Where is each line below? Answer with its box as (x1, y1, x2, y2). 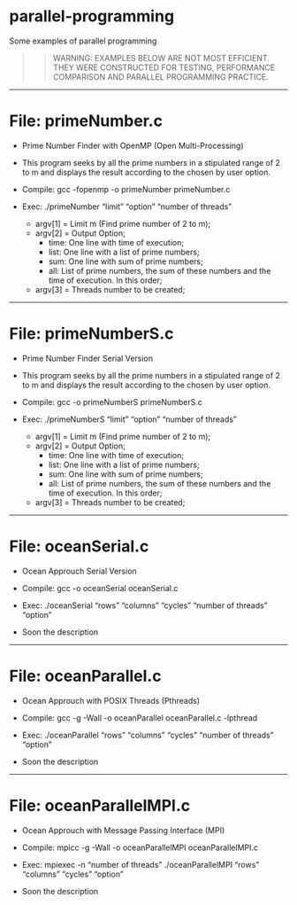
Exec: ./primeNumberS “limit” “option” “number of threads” (21, 414, 237, 425)
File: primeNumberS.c (9, 324, 174, 344)
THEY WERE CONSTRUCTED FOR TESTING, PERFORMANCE (52, 62, 276, 73)
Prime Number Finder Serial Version (21, 353, 153, 363)
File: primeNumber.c (9, 111, 164, 131)
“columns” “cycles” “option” (21, 869, 124, 879)
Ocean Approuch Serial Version (21, 566, 137, 576)
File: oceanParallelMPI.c (9, 795, 191, 815)
